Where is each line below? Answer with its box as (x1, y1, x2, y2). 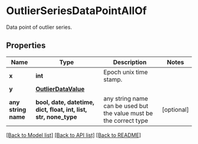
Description (113, 58, 147, 66)
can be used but (103, 102, 148, 110)
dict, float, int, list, (35, 105, 87, 113)
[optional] (161, 105, 189, 113)
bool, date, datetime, (35, 98, 94, 106)
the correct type (103, 116, 148, 125)
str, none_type (35, 113, 78, 121)
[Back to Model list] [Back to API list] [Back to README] (6, 131, 141, 139)
